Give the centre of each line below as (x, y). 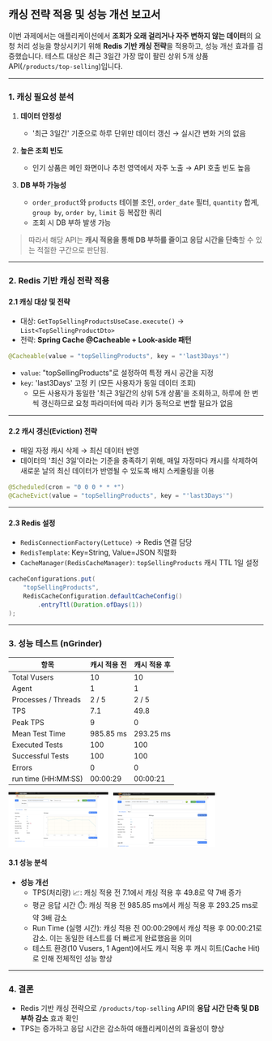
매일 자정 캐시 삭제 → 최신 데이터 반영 (79, 451)
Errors (22, 767)
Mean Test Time (39, 733)
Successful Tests (40, 756)
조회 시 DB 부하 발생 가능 (72, 222)
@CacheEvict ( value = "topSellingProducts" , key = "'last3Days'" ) (121, 496)
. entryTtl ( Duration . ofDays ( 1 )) (90, 605)
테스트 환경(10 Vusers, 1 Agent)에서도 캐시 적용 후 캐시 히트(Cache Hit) (146, 948)
